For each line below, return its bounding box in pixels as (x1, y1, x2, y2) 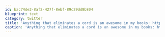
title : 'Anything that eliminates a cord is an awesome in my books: (5, 20, 151, 25)
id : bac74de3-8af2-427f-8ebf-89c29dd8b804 (5, 7, 93, 12)
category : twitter (5, 16, 43, 21)
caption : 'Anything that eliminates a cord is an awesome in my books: (5, 25, 155, 30)
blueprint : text (5, 12, 38, 16)
